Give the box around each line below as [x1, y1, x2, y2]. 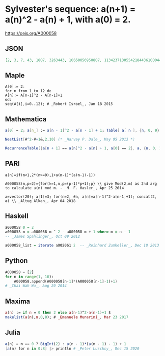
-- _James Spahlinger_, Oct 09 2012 [5, 234, 80, 239]
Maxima [5, 297, 30, 305]
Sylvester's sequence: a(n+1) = [5, 3, 136, 15]
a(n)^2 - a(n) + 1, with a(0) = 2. [5, 14, 131, 25]
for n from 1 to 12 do [5, 89, 52, 94]
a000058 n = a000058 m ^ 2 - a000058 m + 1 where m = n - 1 [5, 229, 131, 235]
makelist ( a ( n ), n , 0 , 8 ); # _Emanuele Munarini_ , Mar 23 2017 [5, 315, 129, 320]
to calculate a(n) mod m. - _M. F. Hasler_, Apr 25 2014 [5, 185, 124, 190]
